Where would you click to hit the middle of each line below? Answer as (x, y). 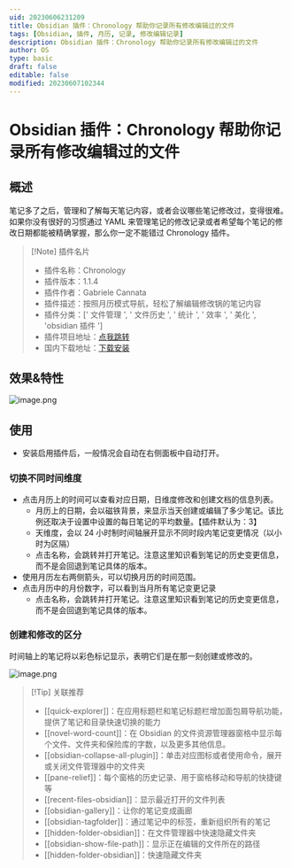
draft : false (33, 67)
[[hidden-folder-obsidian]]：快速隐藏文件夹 (123, 855)
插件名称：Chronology (85, 270)
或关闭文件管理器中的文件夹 (95, 766)
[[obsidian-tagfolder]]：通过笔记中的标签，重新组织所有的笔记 (157, 821)
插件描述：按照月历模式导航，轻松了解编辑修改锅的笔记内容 (153, 303)
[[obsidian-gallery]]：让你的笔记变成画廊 (118, 810)
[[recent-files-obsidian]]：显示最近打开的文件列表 (134, 799)
